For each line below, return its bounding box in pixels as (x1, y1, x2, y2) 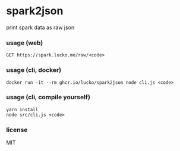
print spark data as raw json (6, 24, 75, 31)
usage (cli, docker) (6, 66, 61, 74)
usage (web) (6, 39, 43, 47)
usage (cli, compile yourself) (6, 93, 91, 102)
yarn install (6, 106, 39, 112)
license (6, 125, 28, 134)
